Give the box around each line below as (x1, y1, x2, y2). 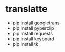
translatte (5, 3, 48, 15)
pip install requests (12, 30, 53, 36)
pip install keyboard (12, 36, 55, 42)
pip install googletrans (12, 20, 60, 26)
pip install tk (12, 41, 38, 47)
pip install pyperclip (12, 25, 54, 31)
